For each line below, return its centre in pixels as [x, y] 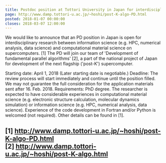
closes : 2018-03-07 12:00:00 [35, 23]
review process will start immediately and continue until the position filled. [80, 79]
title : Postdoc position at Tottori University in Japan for [69, 10]
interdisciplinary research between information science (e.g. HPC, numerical [83, 43]
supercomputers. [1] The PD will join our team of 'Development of [72, 53]
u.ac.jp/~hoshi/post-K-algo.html [57, 154]
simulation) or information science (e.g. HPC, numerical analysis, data [76, 105]
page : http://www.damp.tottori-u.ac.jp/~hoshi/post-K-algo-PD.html [76, 14]
